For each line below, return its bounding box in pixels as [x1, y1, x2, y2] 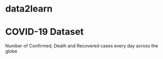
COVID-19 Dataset [5, 26, 84, 38]
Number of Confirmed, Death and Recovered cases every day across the [5, 43, 158, 49]
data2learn [5, 3, 53, 15]
